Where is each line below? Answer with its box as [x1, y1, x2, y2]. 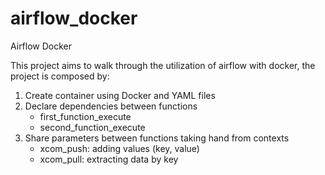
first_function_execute [39, 110, 132, 122]
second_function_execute [39, 121, 146, 133]
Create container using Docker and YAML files [24, 89, 216, 101]
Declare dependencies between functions [24, 100, 198, 112]
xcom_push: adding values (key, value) [39, 142, 200, 154]
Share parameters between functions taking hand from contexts [24, 132, 290, 144]
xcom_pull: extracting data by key [39, 153, 179, 165]
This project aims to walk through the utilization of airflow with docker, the [10, 59, 316, 71]
